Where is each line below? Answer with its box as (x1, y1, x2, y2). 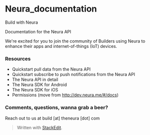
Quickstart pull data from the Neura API (12, 66, 91, 72)
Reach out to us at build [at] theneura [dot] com (5, 115, 100, 121)
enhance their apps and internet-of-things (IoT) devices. (5, 43, 118, 49)
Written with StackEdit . (16, 124, 63, 130)
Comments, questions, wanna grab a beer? (5, 104, 108, 111)
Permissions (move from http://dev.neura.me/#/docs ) (12, 92, 119, 98)
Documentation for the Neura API (5, 29, 72, 34)
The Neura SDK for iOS (12, 87, 59, 93)
